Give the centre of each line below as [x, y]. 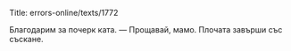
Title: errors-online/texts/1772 [64, 13]
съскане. [26, 39]
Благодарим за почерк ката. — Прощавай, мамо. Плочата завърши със [146, 29]
